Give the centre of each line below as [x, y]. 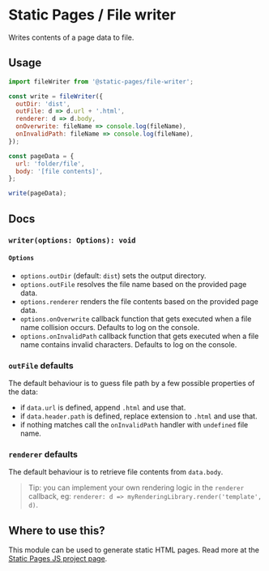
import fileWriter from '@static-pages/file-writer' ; [101, 82]
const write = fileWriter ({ [56, 96]
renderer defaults [43, 454]
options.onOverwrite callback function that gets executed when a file [136, 319]
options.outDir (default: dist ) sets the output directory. [113, 275]
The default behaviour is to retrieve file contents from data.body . [116, 472]
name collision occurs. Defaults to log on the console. [110, 327]
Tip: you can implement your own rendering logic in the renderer [136, 487]
